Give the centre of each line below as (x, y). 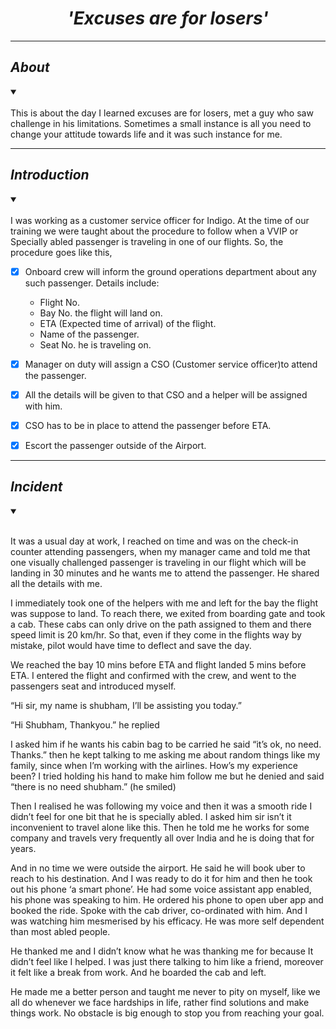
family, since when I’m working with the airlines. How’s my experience (154, 765)
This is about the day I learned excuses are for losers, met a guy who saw (162, 113)
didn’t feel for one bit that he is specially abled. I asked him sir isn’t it (151, 816)
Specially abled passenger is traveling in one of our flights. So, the (147, 241)
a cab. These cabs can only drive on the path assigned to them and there (161, 624)
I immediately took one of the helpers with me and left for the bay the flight (164, 603)
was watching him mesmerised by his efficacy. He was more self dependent (167, 921)
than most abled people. (60, 931)
